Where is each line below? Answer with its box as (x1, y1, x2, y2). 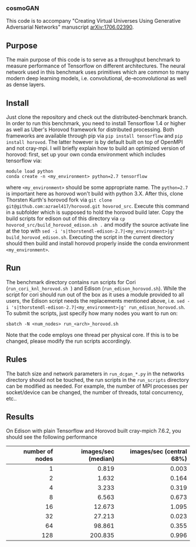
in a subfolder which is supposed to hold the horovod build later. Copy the (6, 208, 184, 216)
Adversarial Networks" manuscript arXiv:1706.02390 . (6, 23, 134, 30)
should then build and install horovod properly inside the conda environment (6, 240, 190, 247)
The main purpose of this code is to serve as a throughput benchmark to (6, 56, 181, 63)
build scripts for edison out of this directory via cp (6, 215, 125, 222)
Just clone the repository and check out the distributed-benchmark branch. (6, 113, 188, 121)
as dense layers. (6, 81, 45, 88)
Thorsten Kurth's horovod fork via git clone (6, 196, 113, 203)
